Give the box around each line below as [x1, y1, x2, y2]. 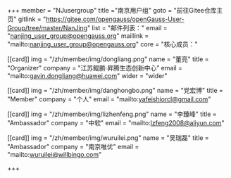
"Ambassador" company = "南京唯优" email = [7, 143, 139, 151]
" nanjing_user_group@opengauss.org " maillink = [7, 32, 149, 40]
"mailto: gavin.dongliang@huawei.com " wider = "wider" [7, 72, 168, 80]
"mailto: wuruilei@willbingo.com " [7, 151, 102, 158]
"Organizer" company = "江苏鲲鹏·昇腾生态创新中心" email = [7, 64, 183, 72]
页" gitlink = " [7, 15, 46, 23]
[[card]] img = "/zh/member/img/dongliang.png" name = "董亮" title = [7, 55, 209, 63]
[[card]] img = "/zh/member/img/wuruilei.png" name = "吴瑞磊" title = [7, 134, 209, 142]
